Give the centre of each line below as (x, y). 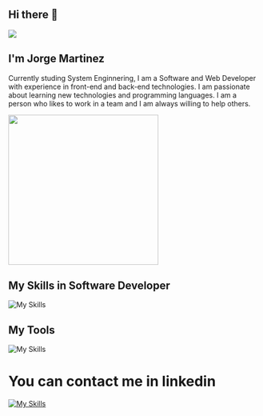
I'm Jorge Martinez (57, 59)
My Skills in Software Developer (89, 286)
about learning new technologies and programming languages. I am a (123, 95)
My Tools (32, 330)
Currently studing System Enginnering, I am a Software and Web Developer (132, 78)
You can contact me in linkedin (112, 382)
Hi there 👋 (33, 15)
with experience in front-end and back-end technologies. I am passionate (129, 86)
